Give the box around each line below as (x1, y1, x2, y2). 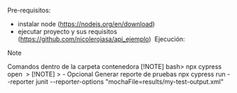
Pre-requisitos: (7, 6, 51, 14)
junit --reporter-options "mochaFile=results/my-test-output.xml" (35, 77, 224, 86)
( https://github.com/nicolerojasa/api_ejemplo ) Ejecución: (17, 35, 186, 43)
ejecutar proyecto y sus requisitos (17, 28, 118, 35)
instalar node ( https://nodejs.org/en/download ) (17, 20, 155, 28)
